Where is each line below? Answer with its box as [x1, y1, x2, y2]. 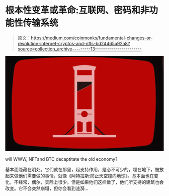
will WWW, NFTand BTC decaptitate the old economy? [5, 156, 118, 162]
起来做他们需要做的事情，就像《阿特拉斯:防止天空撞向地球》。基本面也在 [5, 173, 154, 179]
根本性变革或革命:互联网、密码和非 [5, 5, 149, 16]
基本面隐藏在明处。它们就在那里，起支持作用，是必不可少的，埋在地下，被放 [5, 167, 164, 173]
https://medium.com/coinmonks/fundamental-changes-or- [31, 35, 153, 41]
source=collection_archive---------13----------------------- [17, 46, 142, 52]
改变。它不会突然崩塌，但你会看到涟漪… [5, 185, 89, 191]
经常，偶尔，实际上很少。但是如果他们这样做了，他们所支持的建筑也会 [18, 179, 164, 185]
